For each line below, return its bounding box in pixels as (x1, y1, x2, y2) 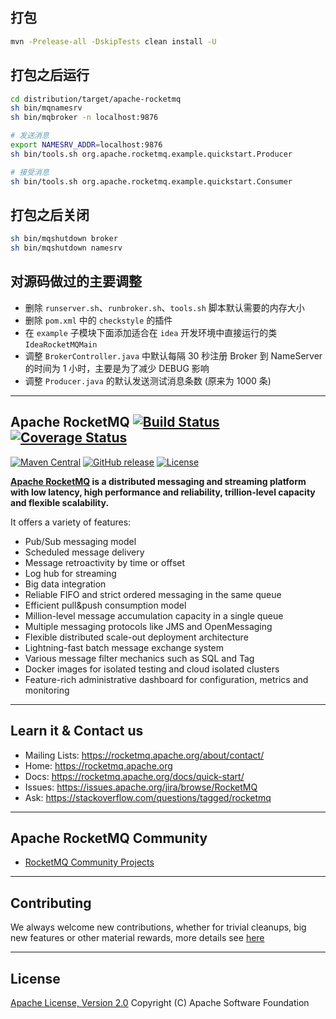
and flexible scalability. (10, 496, 110, 508)
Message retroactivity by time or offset (24, 556, 186, 568)
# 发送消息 (10, 131, 50, 141)
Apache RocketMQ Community (10, 829, 208, 847)
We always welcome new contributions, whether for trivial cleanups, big (10, 921, 307, 933)
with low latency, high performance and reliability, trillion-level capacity (10, 486, 316, 498)
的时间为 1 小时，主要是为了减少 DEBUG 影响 (24, 362, 210, 374)
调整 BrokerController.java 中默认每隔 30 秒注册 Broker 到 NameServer (24, 349, 323, 362)
